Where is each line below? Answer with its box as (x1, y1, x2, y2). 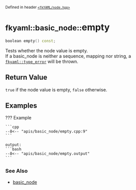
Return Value (5, 73, 47, 82)
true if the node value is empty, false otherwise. (5, 86, 107, 92)
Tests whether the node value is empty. (5, 47, 88, 53)
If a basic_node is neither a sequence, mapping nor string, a (5, 53, 131, 59)
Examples (5, 102, 37, 110)
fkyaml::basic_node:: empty (5, 22, 110, 33)
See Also (5, 168, 28, 175)
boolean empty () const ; (5, 38, 56, 43)
